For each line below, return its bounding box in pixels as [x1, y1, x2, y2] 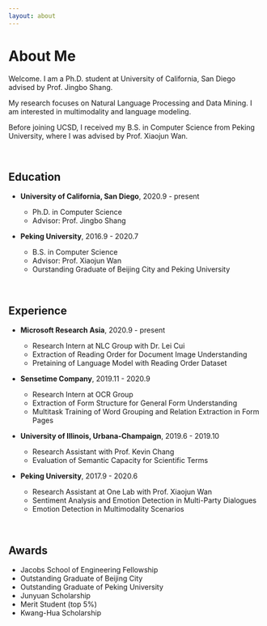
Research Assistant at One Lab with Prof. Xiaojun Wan [32, 487, 213, 497]
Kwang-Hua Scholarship [19, 608, 102, 617]
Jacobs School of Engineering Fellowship [19, 565, 159, 574]
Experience [8, 303, 67, 317]
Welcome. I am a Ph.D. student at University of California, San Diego [8, 74, 236, 84]
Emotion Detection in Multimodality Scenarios [32, 504, 184, 514]
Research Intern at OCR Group [32, 390, 133, 400]
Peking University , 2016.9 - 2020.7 [19, 232, 139, 242]
